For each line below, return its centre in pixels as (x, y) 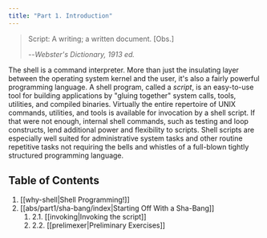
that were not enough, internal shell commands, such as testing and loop (128, 121)
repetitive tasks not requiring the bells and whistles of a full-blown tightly (129, 146)
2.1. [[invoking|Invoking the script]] (89, 217)
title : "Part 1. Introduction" (61, 16)
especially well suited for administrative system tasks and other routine (125, 138)
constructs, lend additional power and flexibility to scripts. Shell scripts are (131, 129)
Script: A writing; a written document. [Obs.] (101, 39)
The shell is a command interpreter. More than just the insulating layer (123, 70)
